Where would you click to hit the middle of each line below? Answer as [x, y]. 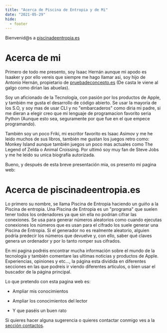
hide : [11, 19]
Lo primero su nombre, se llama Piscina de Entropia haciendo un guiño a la [82, 204]
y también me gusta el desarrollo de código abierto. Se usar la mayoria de [81, 103]
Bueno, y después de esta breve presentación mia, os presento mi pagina [81, 165]
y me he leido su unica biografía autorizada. [50, 155]
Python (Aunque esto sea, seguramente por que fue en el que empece [78, 119]
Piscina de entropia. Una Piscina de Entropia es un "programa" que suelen [82, 209]
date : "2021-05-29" [25, 14]
